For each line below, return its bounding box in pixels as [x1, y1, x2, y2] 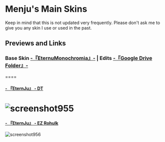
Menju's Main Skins [5, 3, 88, 15]
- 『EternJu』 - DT [5, 85, 43, 91]
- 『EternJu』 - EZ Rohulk [5, 120, 59, 126]
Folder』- [5, 62, 29, 69]
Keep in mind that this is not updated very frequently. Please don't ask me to [5, 20, 160, 26]
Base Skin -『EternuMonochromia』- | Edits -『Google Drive [5, 55, 153, 62]
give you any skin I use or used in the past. [5, 25, 92, 30]
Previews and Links [5, 39, 66, 48]
